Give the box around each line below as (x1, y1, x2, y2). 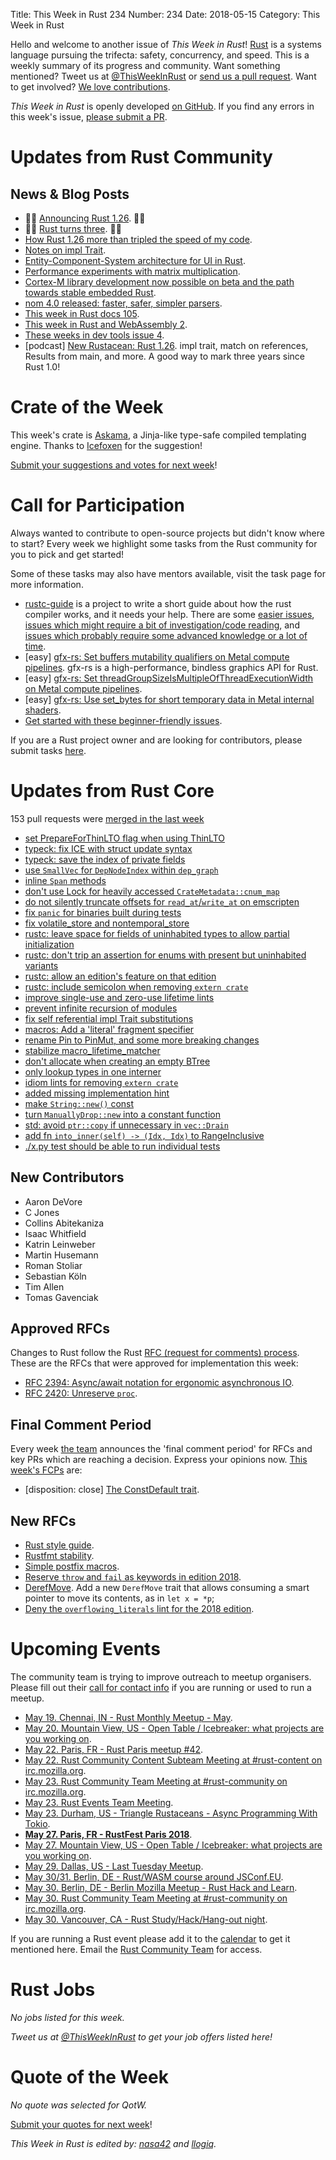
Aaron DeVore (24, 1195, 83, 1208)
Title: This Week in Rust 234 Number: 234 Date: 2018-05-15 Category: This (10, 9, 321, 20)
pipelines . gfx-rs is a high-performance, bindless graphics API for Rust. (24, 661, 319, 673)
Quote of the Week (10, 2066, 169, 2089)
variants (24, 959, 59, 971)
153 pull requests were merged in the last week (10, 812, 205, 824)
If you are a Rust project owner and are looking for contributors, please (10, 734, 303, 746)
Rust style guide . (24, 1539, 95, 1551)
